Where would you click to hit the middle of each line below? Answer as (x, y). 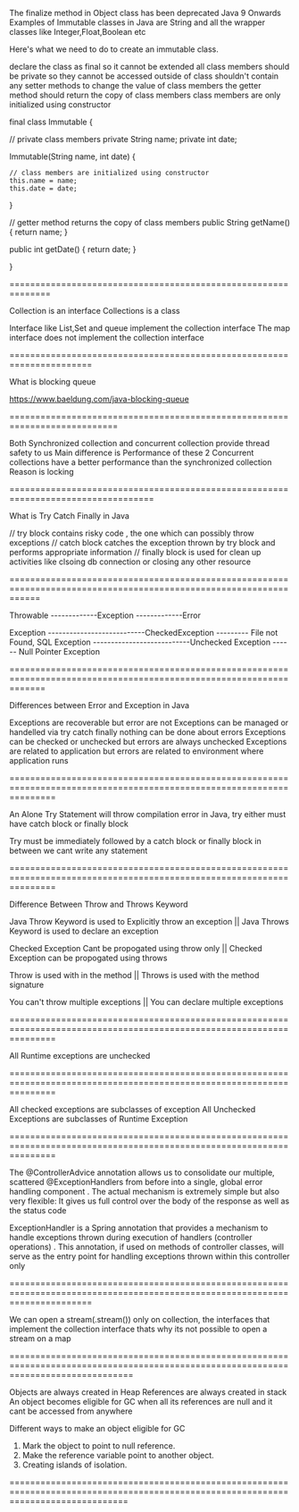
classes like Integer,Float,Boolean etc (78, 32)
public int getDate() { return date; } (73, 249)
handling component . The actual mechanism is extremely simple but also (144, 1191)
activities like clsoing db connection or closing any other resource (130, 562)
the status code (38, 1210)
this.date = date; (43, 189)
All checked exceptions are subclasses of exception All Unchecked (133, 1109)
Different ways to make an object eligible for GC (97, 1428)
